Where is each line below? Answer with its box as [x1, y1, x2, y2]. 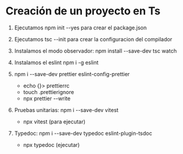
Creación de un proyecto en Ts [5, 4, 161, 18]
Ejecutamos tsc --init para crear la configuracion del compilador [14, 35, 173, 43]
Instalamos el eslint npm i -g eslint [14, 59, 99, 66]
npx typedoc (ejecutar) [23, 141, 80, 148]
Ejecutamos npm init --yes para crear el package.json [14, 24, 147, 31]
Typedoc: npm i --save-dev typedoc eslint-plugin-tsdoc [14, 129, 152, 137]
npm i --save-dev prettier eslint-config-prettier [14, 70, 130, 77]
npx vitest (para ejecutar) [23, 118, 86, 125]
